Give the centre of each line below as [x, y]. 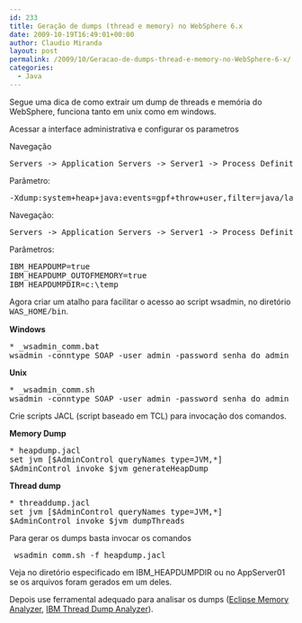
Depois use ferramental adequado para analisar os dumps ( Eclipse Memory [149, 599]
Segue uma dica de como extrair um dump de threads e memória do [136, 102]
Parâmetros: [32, 249]
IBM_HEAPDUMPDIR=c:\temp [64, 284]
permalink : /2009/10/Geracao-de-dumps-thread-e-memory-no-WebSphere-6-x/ [151, 59]
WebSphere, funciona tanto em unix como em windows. [113, 111]
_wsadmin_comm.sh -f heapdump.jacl [88, 555]
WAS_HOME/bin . [39, 311]
